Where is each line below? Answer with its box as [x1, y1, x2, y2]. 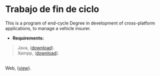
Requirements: [12, 35, 44, 41]
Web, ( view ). [5, 65, 31, 71]
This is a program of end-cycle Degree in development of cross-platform [5, 20, 155, 26]
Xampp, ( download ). [17, 50, 59, 56]
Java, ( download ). [17, 44, 55, 50]
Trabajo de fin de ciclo [5, 3, 99, 15]
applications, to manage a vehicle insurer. [5, 25, 91, 31]
